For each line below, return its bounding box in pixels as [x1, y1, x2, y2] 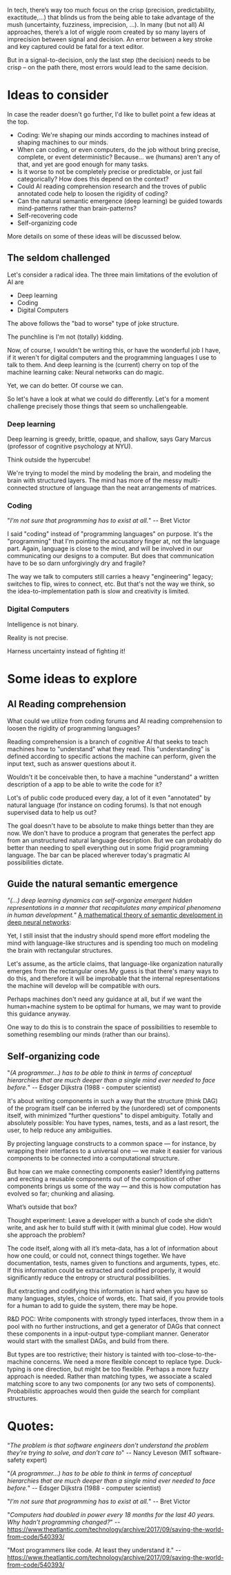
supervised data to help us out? [7, 808, 97, 816]
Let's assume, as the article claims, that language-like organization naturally [7, 960, 223, 968]
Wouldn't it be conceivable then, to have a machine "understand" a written [7, 773, 219, 781]
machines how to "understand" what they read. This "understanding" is [7, 744, 210, 753]
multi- [183, 476, 201, 485]
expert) [26, 1456, 48, 1465]
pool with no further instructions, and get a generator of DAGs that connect [7, 1323, 221, 1331]
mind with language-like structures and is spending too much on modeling [7, 939, 219, 947]
